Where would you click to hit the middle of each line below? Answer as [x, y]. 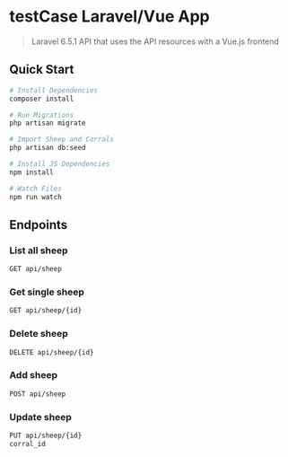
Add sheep [34, 375]
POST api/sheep [38, 394]
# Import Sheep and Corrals [62, 140]
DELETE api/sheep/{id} [52, 352]
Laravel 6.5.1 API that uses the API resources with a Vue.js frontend [155, 41]
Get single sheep [47, 292]
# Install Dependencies [54, 90]
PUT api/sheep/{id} [46, 435]
